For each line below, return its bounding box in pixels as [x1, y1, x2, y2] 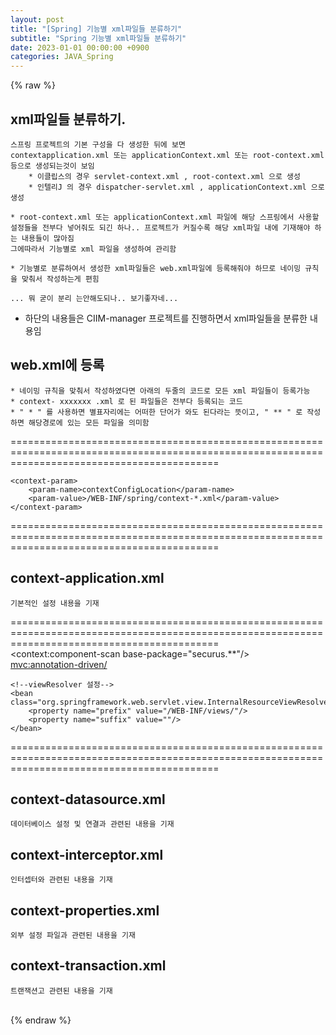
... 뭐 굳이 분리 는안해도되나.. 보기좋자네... [10, 293, 179, 303]
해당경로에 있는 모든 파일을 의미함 [28, 417, 150, 428]
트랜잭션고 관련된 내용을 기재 [10, 986, 113, 996]
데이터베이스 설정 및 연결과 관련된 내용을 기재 [10, 819, 175, 830]
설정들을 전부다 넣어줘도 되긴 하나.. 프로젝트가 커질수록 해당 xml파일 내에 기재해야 [10, 222, 311, 233]
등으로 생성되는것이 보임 [10, 161, 95, 171]
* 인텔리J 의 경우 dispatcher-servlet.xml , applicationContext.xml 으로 [28, 182, 325, 192]
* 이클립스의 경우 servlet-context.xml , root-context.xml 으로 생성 [28, 171, 301, 181]
